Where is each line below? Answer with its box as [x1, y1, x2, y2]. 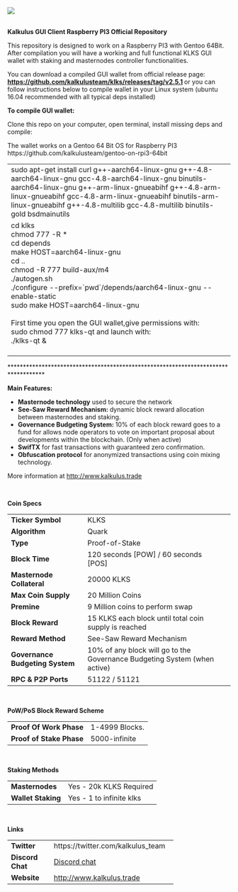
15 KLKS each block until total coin [87, 614, 204, 623]
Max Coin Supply [11, 590, 70, 600]
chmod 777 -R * [11, 230, 68, 239]
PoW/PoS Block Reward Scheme [7, 706, 104, 715]
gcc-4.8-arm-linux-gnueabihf [67, 191, 171, 201]
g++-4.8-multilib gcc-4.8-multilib [67, 201, 184, 210]
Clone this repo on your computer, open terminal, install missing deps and [7, 120, 223, 128]
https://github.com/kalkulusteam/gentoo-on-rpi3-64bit [7, 149, 168, 157]
